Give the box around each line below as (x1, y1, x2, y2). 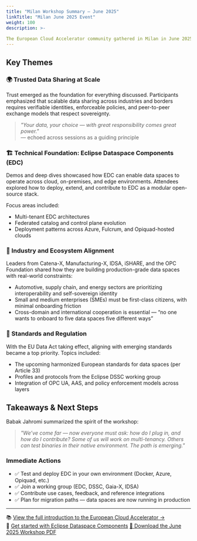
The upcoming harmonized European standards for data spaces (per (14, 361, 181, 368)
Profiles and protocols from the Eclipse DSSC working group (14, 373, 161, 380)
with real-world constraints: (6, 273, 73, 280)
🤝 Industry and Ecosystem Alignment (6, 246, 114, 254)
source (6, 190, 23, 197)
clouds (14, 231, 31, 238)
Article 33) (14, 367, 40, 374)
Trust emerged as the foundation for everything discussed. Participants (6, 91, 179, 98)
